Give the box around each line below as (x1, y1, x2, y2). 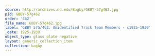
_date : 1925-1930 (5, 30, 40, 35)
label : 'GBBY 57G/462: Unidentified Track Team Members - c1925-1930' (5, 25, 151, 30)
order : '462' (5, 16, 32, 21)
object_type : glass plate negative (5, 35, 77, 39)
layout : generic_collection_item (5, 39, 73, 44)
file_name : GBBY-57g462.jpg (5, 20, 62, 26)
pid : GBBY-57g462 (5, 12, 40, 17)
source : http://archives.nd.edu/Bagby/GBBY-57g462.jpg (5, 7, 119, 12)
